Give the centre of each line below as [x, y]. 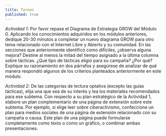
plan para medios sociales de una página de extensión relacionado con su [81, 112]
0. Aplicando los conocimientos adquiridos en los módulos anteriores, [76, 34]
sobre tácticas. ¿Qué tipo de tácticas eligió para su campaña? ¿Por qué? [79, 60]
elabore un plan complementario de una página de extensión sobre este [79, 102]
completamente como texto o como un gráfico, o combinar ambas [73, 123]
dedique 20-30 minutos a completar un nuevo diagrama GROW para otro [80, 39]
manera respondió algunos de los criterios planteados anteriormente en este [83, 71]
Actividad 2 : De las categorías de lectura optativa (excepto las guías [75, 86]
